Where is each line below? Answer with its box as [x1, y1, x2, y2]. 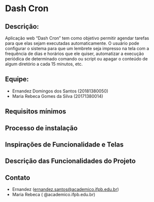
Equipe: [5, 75, 29, 83]
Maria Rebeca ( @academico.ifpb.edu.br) [12, 192, 96, 198]
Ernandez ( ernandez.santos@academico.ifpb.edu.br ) [12, 186, 119, 192]
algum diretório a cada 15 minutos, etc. [5, 61, 83, 67]
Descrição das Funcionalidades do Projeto [5, 157, 136, 165]
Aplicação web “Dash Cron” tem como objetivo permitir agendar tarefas [5, 35, 150, 41]
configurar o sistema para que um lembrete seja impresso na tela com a [5, 46, 150, 51]
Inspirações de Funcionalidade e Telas [5, 140, 124, 148]
